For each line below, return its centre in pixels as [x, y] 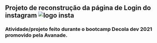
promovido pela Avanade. [36, 35]
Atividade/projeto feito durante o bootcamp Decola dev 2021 [78, 29]
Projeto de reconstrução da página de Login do [78, 8]
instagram [21, 16]
